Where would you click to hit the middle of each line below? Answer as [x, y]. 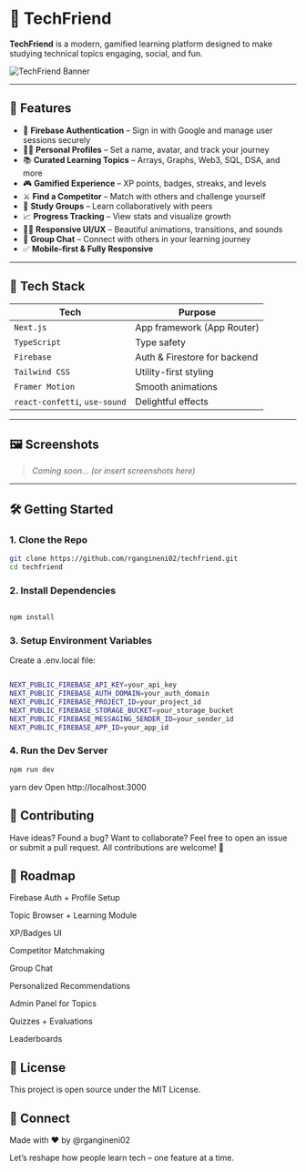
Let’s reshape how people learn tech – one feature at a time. [122, 1157]
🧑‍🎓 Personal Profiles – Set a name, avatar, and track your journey [146, 149]
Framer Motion [45, 387]
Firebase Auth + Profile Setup [65, 898]
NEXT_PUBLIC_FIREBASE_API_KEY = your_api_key [93, 685]
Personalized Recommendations [70, 986]
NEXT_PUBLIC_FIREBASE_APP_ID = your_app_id [89, 728]
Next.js [31, 327]
